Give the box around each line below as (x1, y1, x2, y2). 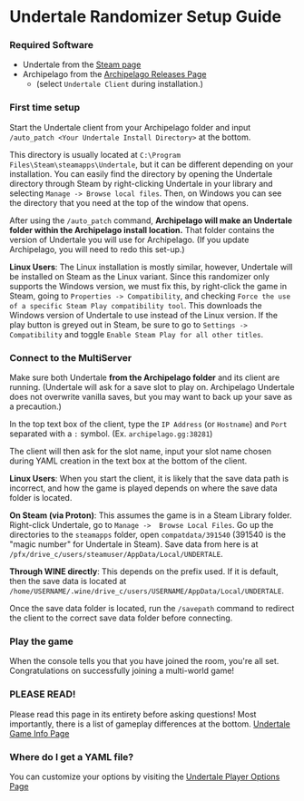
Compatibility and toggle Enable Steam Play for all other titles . (9, 328, 264, 339)
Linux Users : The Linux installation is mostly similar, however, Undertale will (9, 261, 293, 272)
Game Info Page (9, 728, 70, 738)
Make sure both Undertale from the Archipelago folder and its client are (9, 372, 280, 383)
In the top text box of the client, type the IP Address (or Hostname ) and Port (9, 419, 288, 430)
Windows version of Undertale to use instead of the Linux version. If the (9, 309, 279, 320)
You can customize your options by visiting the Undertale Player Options (9, 771, 280, 782)
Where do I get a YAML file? (9, 750, 134, 763)
